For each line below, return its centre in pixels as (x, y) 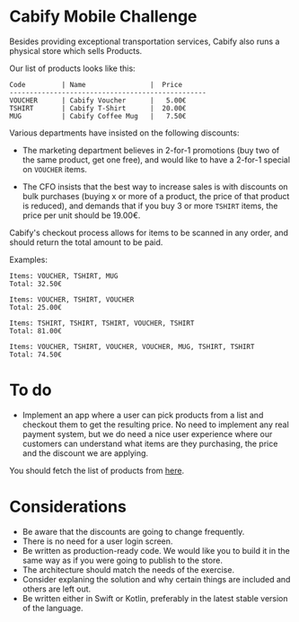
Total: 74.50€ (36, 355)
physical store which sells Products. (76, 50)
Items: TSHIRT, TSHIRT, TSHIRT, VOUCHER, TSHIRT (102, 323)
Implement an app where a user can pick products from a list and (143, 415)
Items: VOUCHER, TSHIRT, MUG (64, 276)
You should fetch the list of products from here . (97, 470)
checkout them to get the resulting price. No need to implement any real (155, 425)
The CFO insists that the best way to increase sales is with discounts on (155, 187)
